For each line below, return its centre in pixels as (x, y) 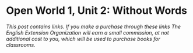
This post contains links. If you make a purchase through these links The (94, 26)
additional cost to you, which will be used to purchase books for (83, 39)
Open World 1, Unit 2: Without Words (97, 11)
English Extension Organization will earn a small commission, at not (87, 32)
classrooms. (21, 45)
